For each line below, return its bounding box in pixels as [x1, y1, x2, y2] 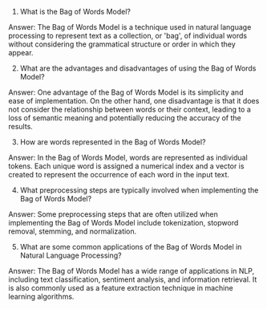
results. [8, 122, 34, 131]
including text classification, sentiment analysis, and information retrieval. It [8, 274, 257, 284]
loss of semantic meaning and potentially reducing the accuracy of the [8, 113, 242, 123]
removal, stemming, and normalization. [8, 226, 137, 236]
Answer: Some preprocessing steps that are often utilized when [8, 209, 219, 219]
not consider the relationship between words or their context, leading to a [8, 104, 251, 114]
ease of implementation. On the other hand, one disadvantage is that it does [8, 96, 260, 105]
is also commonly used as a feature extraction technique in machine [8, 283, 234, 292]
